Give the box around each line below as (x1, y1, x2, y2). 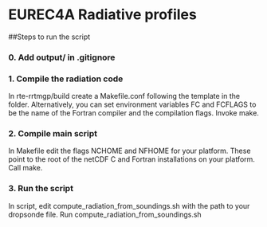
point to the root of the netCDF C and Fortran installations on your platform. (8, 155, 255, 164)
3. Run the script (8, 183, 74, 194)
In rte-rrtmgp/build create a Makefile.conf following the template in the (8, 92, 241, 101)
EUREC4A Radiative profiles (8, 6, 197, 24)
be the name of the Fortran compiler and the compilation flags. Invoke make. (8, 108, 259, 118)
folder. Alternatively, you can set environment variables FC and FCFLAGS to (8, 100, 257, 109)
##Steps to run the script (8, 32, 91, 41)
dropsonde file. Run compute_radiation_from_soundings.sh (8, 209, 202, 219)
